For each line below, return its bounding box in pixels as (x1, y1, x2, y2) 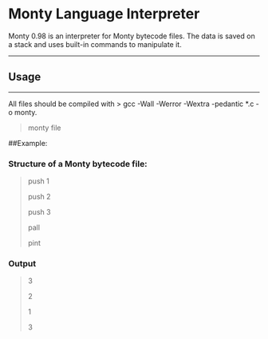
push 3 (27, 207, 51, 217)
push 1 (27, 176, 49, 186)
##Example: (8, 138, 48, 148)
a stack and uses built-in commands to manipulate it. (8, 39, 182, 49)
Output (8, 258, 37, 269)
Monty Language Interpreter (8, 5, 200, 23)
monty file (27, 123, 61, 132)
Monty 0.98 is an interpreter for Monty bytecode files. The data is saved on (8, 31, 255, 41)
